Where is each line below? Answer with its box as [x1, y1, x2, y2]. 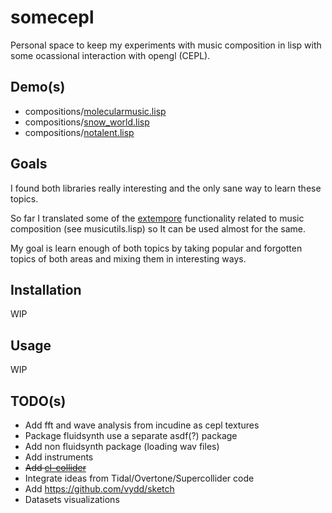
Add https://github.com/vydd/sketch [24, 483, 175, 495]
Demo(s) [10, 79, 66, 96]
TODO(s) [10, 392, 67, 410]
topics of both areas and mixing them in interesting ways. [10, 252, 247, 265]
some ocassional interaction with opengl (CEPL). [10, 49, 211, 61]
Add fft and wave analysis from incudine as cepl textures [24, 419, 260, 431]
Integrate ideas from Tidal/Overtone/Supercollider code [24, 472, 255, 484]
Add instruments [24, 451, 94, 463]
